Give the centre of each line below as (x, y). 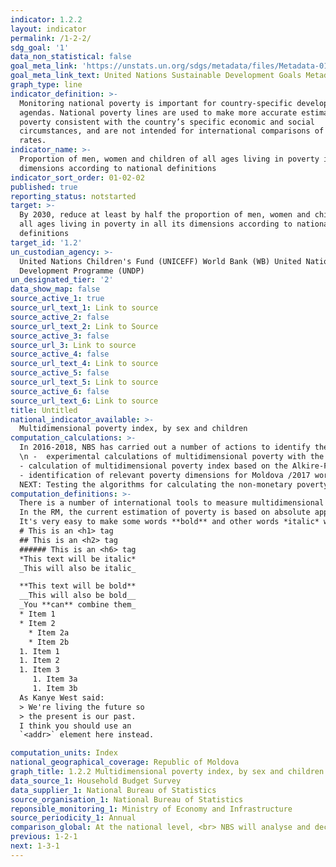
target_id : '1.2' (46, 242)
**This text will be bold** (78, 586)
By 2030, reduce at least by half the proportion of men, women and (165, 215)
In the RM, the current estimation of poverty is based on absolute (165, 512)
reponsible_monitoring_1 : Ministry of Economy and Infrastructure (151, 809)
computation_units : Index (64, 753)
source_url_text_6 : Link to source (84, 401)
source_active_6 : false (60, 391)
